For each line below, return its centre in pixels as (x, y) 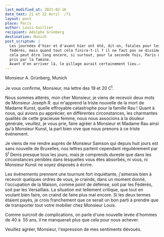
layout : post (18, 19)
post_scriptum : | (23, 41)
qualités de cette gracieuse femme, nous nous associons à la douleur (75, 118)
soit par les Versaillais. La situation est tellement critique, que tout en (74, 190)
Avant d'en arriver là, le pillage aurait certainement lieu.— (75, 64)
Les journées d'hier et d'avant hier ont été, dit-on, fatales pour (81, 46)
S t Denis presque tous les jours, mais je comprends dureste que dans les (78, 154)
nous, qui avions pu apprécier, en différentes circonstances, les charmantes (81, 113)
